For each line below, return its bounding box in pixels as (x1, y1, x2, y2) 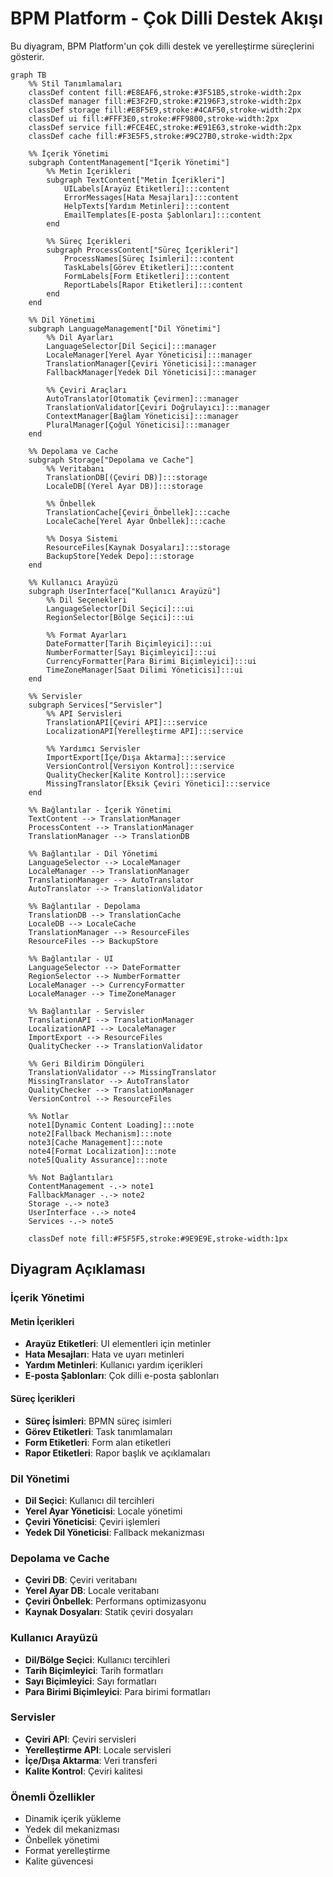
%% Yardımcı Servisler (46, 743, 141, 754)
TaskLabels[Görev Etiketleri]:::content (63, 262, 235, 272)
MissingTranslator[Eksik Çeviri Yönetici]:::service (46, 778, 271, 789)
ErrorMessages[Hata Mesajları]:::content (63, 192, 240, 202)
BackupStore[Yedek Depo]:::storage (46, 551, 195, 561)
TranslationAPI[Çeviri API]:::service (46, 717, 208, 727)
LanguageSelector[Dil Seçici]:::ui (46, 603, 195, 614)
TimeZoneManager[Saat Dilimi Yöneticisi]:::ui (46, 665, 244, 675)
